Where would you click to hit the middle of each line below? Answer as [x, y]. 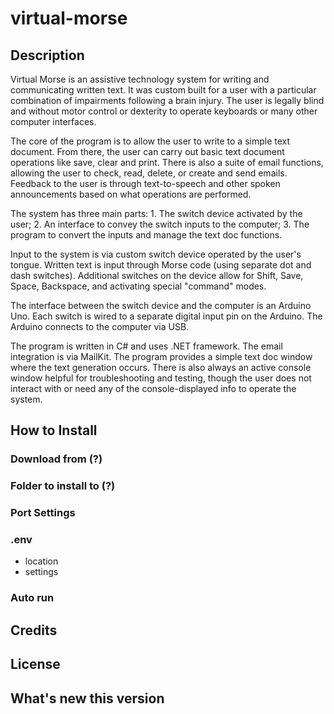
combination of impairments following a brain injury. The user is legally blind [167, 100]
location [41, 561]
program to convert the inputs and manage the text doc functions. [146, 235]
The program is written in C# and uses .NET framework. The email [146, 346]
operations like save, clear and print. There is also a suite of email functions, [167, 162]
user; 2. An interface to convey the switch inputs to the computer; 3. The [160, 224]
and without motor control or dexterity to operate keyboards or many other [164, 111]
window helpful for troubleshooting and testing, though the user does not [161, 378]
